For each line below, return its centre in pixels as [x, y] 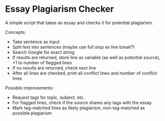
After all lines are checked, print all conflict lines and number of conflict [85, 73]
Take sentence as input [36, 42]
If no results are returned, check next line [54, 68]
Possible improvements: [30, 88]
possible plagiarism [32, 113]
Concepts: [16, 32]
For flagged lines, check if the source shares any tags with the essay [82, 102]
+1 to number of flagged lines [42, 62]
